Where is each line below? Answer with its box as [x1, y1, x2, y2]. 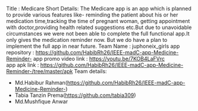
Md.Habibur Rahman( [14, 79, 67, 86]
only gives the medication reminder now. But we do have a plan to [6, 37, 168, 43]
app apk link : [6, 61, 39, 68]
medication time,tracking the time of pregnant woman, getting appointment [6, 18, 190, 24]
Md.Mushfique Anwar [14, 98, 68, 105]
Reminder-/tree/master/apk [6, 68, 73, 74]
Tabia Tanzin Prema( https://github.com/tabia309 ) [14, 92, 136, 99]
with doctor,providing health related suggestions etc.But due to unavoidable [6, 24, 192, 31]
